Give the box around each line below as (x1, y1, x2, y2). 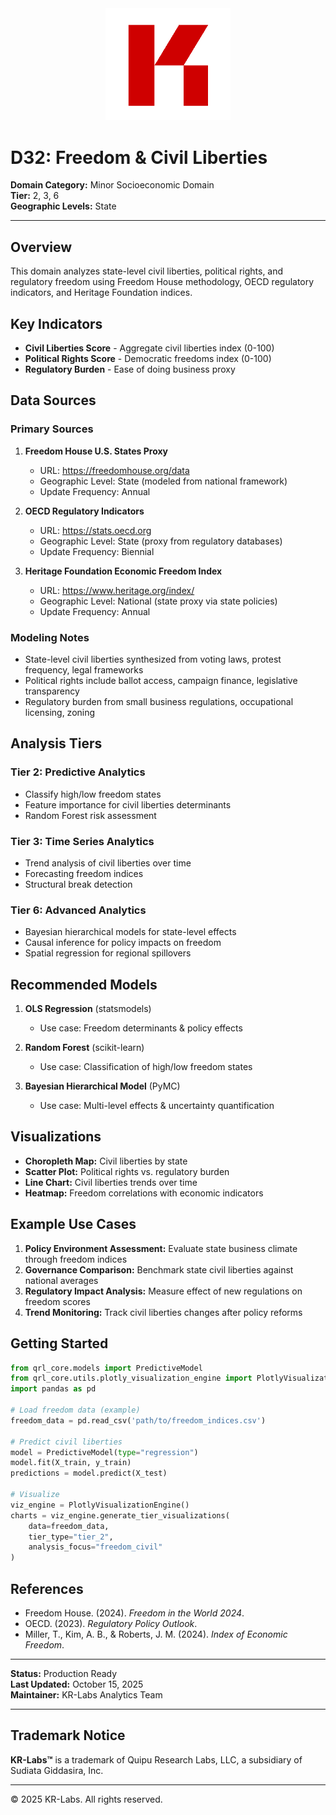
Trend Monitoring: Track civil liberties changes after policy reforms (24, 1306, 303, 1318)
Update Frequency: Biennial (39, 545, 155, 557)
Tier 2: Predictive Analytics (10, 765, 146, 779)
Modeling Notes (10, 630, 90, 644)
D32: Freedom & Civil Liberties (10, 146, 268, 169)
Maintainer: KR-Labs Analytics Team (10, 1688, 163, 1701)
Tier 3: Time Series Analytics (10, 834, 155, 848)
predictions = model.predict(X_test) (10, 1468, 168, 1479)
